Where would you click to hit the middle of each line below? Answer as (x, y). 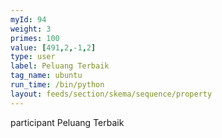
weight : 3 (31, 29)
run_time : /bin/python (57, 85)
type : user (33, 57)
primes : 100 (35, 38)
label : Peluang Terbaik (60, 66)
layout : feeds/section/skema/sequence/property (111, 94)
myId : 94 (28, 19)
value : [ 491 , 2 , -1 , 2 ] (53, 47)
